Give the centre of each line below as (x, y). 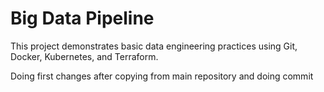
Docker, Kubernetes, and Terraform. (84, 56)
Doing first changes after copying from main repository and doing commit (162, 76)
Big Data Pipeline (82, 18)
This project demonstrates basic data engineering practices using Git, (154, 46)
